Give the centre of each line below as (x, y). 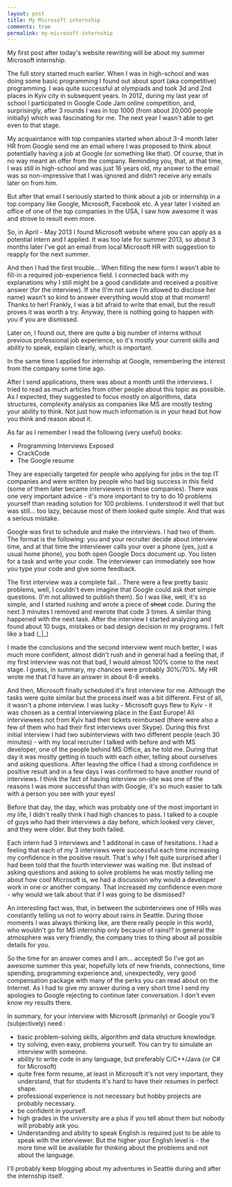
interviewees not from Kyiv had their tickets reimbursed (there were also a (113, 720)
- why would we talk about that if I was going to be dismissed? (96, 894)
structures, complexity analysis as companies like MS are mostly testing (110, 404)
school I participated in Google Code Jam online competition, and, (101, 103)
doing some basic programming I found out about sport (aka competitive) (112, 81)
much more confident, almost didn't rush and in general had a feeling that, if (116, 655)
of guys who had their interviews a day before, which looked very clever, (111, 822)
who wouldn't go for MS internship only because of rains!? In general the (111, 930)
